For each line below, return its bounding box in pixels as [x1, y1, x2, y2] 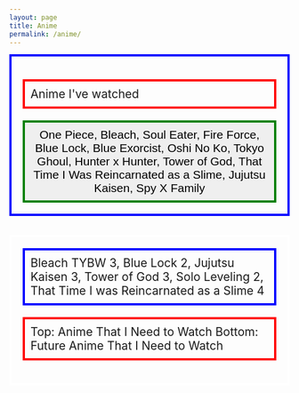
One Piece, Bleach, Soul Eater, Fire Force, [39, 128, 260, 142]
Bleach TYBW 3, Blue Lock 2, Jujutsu [30, 255, 235, 271]
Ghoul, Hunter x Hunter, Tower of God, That [36, 155, 263, 169]
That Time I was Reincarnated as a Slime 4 [30, 284, 265, 299]
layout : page [9, 12, 58, 22]
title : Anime [9, 21, 58, 30]
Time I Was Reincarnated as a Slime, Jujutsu [33, 168, 266, 182]
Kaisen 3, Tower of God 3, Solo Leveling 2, [30, 269, 264, 285]
